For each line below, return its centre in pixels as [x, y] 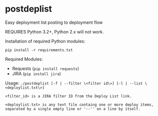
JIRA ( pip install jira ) [36, 73]
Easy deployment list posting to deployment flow [54, 22]
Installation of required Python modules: [45, 41]
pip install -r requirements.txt [39, 50]
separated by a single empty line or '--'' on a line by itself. [73, 109]
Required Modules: [24, 59]
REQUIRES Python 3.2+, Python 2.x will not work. [54, 32]
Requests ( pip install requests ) [46, 68]
